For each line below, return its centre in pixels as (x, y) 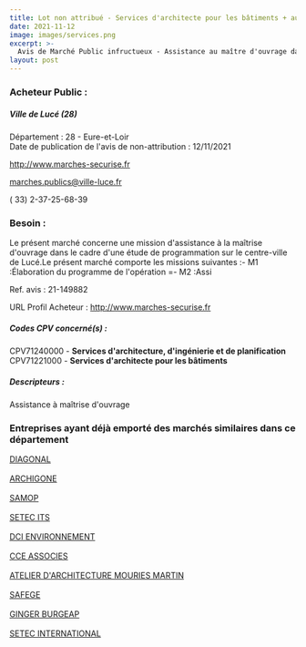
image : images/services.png (63, 35)
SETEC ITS (30, 518)
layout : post (34, 60)
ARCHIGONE (33, 478)
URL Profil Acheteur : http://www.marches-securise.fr (110, 307)
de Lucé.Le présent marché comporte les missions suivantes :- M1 (134, 262)
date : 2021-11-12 (42, 26)
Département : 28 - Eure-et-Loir (69, 137)
